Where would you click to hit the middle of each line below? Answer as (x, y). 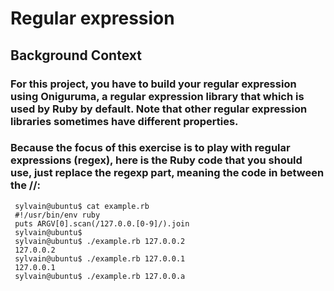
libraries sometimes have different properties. (124, 121)
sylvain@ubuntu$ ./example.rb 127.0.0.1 (100, 258)
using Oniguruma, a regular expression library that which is (157, 96)
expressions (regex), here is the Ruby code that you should (156, 160)
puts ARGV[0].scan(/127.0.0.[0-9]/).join (102, 223)
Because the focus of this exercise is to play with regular (150, 148)
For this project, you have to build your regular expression (153, 84)
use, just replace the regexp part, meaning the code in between (167, 173)
